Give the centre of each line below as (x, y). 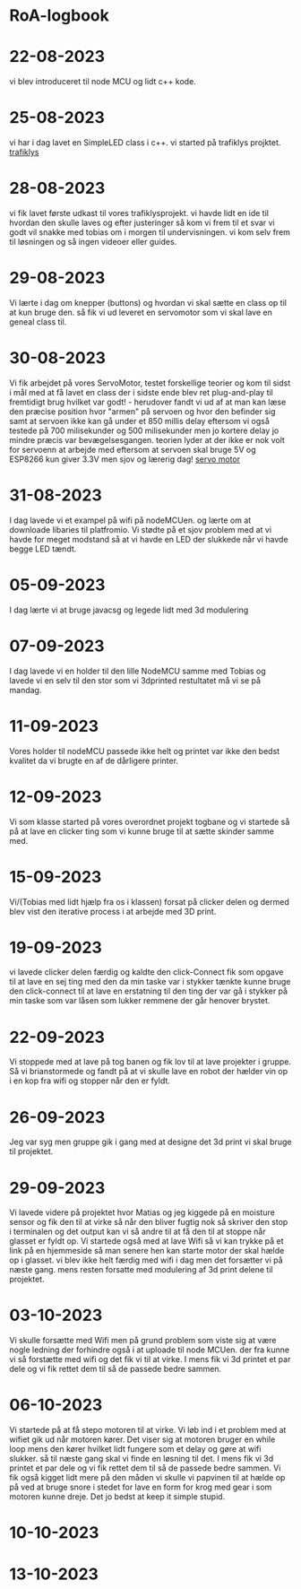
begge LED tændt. (43, 549)
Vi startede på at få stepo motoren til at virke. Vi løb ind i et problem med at (148, 1430)
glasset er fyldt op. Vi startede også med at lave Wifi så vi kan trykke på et (146, 1241)
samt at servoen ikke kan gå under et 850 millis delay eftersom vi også (140, 421)
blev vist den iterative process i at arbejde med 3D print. (113, 911)
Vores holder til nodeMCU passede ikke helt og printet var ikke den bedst (145, 751)
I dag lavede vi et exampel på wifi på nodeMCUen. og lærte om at (130, 520)
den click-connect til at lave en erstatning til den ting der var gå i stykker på (149, 991)
